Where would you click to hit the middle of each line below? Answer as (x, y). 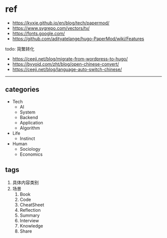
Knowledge (31, 226)
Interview (29, 220)
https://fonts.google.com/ (39, 33)
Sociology (30, 149)
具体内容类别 (25, 182)
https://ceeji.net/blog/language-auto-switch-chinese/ (67, 69)
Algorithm (30, 128)
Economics (31, 154)
